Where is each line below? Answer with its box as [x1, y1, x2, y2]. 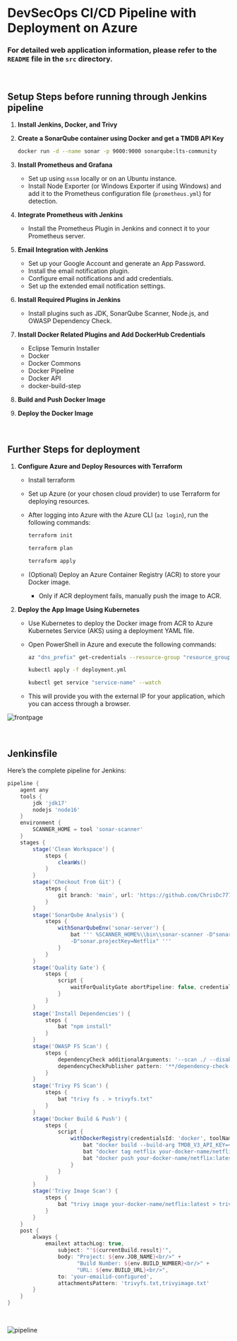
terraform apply [28, 557, 76, 564]
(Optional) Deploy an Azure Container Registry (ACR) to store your [28, 570, 221, 579]
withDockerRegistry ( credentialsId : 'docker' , [70, 1135, 207, 1142]
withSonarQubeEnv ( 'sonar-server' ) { [57, 924, 166, 931]
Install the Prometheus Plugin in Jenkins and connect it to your [28, 224, 210, 233]
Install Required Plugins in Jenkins [17, 296, 121, 304]
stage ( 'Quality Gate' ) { [32, 964, 106, 971]
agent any [20, 786, 49, 794]
